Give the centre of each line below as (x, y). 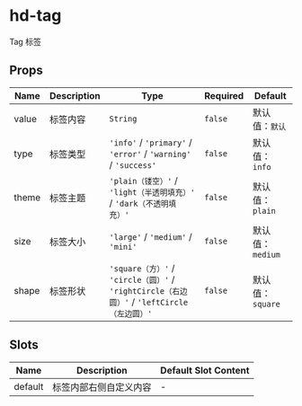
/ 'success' (133, 164)
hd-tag (36, 16)
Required (224, 95)
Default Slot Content (205, 370)
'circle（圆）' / (142, 279)
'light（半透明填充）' (152, 192)
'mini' (123, 247)
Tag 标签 (26, 41)
